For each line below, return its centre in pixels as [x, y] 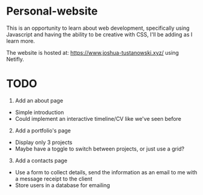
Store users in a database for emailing [62, 185]
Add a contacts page [41, 160]
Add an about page [39, 100]
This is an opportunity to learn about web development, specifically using [98, 28]
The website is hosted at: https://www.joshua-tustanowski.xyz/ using [93, 52]
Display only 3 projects [44, 142]
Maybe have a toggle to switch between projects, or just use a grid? [100, 149]
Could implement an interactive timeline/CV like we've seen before [98, 118]
